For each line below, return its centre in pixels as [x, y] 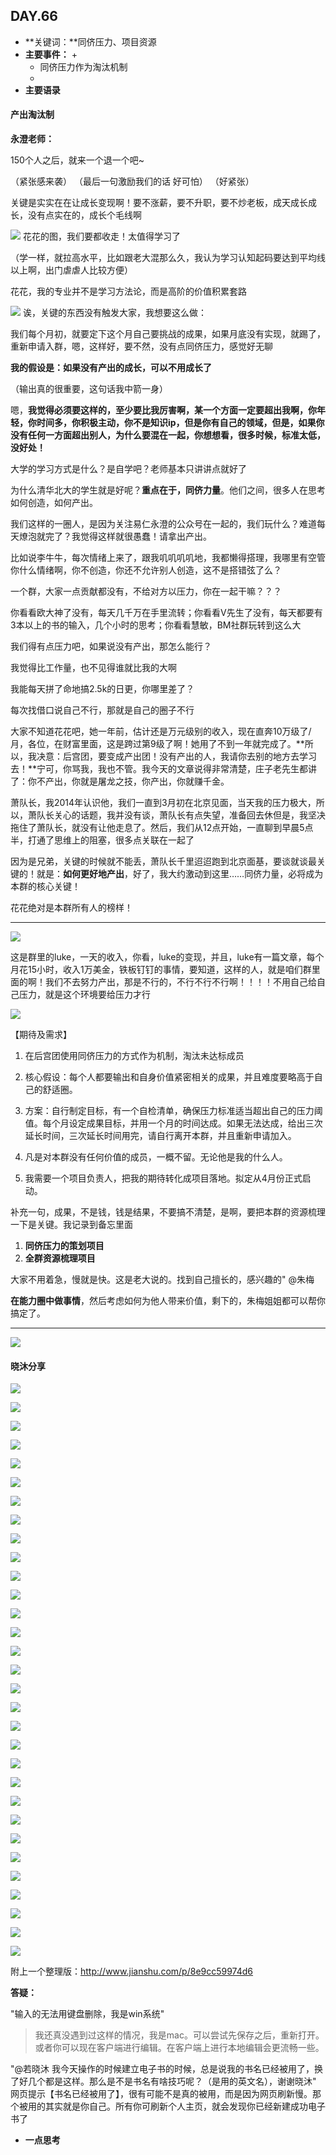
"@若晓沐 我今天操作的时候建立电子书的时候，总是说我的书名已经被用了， [162, 2069]
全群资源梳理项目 [60, 1258]
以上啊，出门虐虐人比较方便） [71, 270]
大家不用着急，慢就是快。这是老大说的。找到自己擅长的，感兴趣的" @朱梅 [162, 1280]
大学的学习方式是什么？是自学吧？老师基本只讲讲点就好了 [128, 469]
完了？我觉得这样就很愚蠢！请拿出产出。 [128, 536]
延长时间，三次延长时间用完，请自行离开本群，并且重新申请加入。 [160, 1136]
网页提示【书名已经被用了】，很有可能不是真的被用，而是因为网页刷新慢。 [161, 2094]
